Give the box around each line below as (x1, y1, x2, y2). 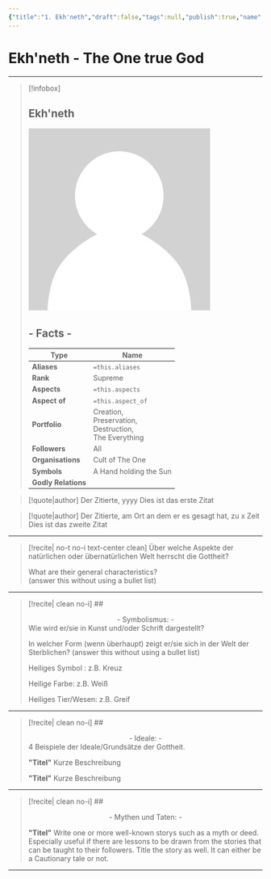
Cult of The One (93, 455, 147, 465)
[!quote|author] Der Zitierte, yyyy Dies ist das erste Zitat (27, 496, 215, 505)
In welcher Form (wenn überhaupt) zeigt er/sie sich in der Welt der (27, 639, 250, 649)
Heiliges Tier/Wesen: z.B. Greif (27, 695, 131, 704)
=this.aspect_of (93, 397, 148, 405)
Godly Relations (31, 477, 87, 487)
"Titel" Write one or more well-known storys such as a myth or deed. (27, 828, 260, 838)
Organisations (31, 455, 81, 465)
